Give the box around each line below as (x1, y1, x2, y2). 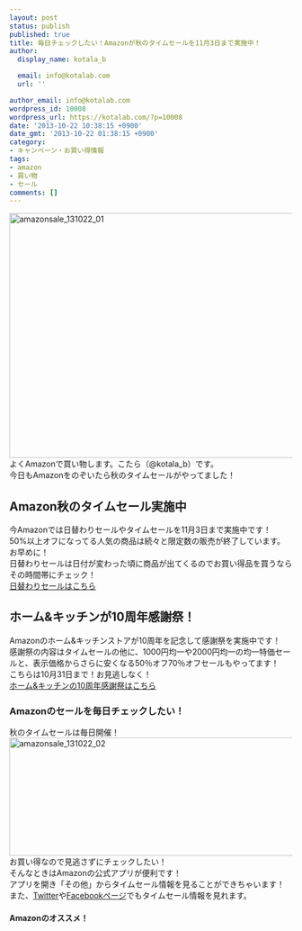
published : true (9, 30, 70, 39)
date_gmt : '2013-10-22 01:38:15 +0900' (9, 130, 159, 139)
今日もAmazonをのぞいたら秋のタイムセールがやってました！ (9, 470, 236, 481)
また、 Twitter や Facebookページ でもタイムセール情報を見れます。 (9, 890, 252, 901)
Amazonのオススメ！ (9, 912, 89, 923)
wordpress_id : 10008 (9, 104, 87, 113)
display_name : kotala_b (17, 55, 106, 64)
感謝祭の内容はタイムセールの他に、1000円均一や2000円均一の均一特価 (9, 646, 276, 657)
